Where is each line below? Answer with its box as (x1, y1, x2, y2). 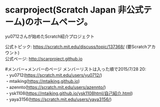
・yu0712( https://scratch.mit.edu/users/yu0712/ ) (5, 72, 103, 78)
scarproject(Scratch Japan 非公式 (5, 4, 143, 15)
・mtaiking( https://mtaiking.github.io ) (5, 78, 80, 84)
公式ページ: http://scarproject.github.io (5, 56, 83, 61)
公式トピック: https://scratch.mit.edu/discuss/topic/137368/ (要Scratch (5, 44, 147, 49)
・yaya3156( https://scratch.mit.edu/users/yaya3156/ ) (5, 96, 112, 102)
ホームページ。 (33, 16, 93, 28)
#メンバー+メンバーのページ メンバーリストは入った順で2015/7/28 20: (5, 66, 146, 72)
